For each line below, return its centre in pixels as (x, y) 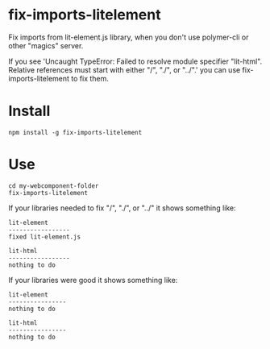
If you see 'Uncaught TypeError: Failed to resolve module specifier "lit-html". (135, 61)
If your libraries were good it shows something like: (93, 280)
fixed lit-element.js (45, 237)
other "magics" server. (46, 45)
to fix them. (90, 78)
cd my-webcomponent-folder (54, 186)
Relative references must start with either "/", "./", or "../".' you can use (125, 69)
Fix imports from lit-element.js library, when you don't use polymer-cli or (129, 37)
